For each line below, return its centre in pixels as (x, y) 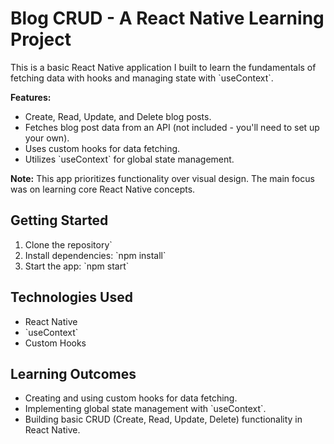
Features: (31, 97)
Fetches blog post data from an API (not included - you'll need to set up (172, 127)
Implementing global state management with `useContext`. (145, 409)
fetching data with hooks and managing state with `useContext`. (142, 78)
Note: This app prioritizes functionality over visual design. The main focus (162, 178)
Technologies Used (71, 297)
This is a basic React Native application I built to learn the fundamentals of (163, 67)
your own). (47, 138)
